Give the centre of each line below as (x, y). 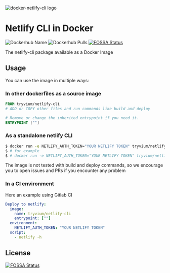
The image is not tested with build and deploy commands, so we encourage (84, 165)
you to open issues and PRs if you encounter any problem (66, 170)
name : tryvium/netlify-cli (43, 214)
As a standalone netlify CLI (39, 135)
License (18, 253)
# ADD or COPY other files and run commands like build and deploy (78, 109)
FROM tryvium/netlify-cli (32, 104)
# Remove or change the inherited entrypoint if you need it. (72, 118)
